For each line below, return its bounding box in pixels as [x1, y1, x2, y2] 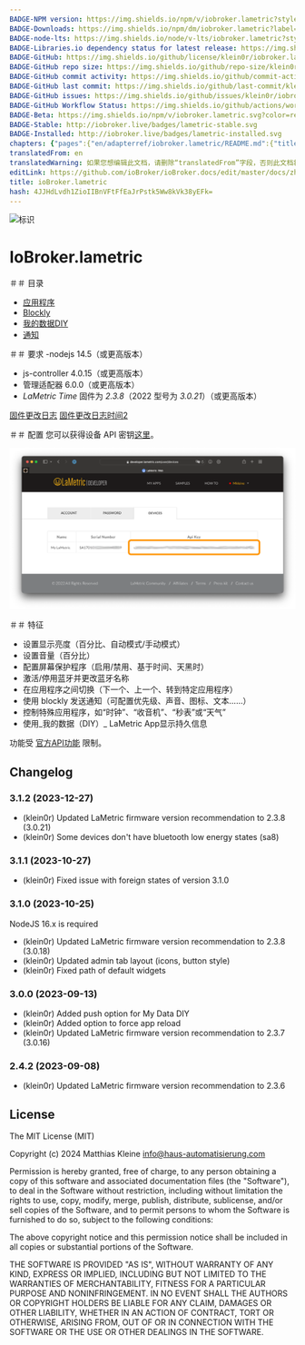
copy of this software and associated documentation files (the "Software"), [9, 1175, 290, 1186]
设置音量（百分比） [22, 650, 95, 661]
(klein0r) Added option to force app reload [22, 1017, 182, 1028]
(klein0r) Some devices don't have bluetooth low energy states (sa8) [22, 831, 280, 842]
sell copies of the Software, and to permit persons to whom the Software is [9, 1204, 290, 1215]
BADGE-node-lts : [9, 34, 71, 43]
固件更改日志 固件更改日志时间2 [9, 410, 129, 421]
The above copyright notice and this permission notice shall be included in [9, 1231, 288, 1242]
